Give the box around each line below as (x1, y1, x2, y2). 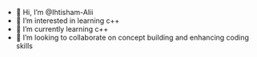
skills (15, 41, 34, 51)
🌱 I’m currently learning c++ (15, 25, 109, 33)
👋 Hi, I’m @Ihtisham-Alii (15, 8, 94, 17)
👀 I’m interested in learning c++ (15, 16, 120, 25)
